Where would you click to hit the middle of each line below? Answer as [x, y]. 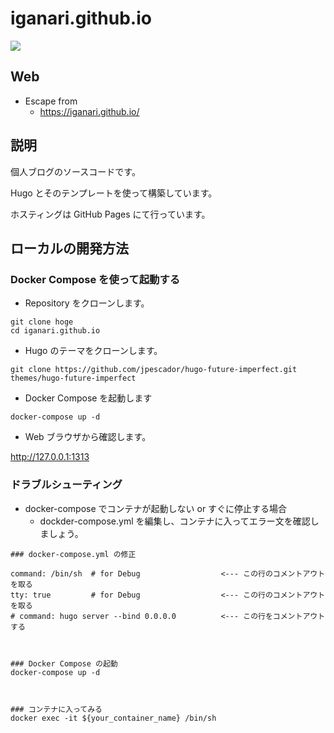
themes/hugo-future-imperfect [73, 378]
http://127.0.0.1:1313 [50, 457]
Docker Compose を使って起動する [95, 279]
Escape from [51, 101]
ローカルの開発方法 [69, 248]
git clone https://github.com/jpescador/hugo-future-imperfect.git [154, 370]
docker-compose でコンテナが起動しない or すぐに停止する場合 [156, 508]
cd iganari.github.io [55, 331]
